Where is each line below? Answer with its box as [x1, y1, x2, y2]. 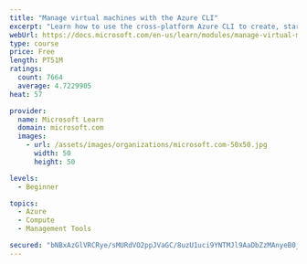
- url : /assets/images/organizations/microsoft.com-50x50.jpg [26, 141, 268, 150]
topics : [9, 198, 39, 208]
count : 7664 [17, 73, 64, 82]
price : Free [9, 48, 55, 57]
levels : [9, 174, 39, 183]
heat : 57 [9, 90, 43, 99]
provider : [9, 106, 48, 115]
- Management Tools [17, 225, 92, 234]
